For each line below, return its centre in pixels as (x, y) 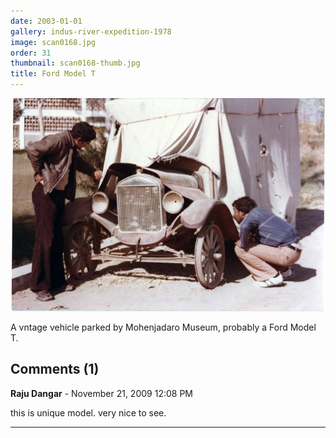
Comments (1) (55, 369)
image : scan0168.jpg (53, 42)
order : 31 (31, 53)
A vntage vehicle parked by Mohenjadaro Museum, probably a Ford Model (163, 327)
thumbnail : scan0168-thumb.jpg (75, 63)
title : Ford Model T (53, 74)
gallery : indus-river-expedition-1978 (91, 31)
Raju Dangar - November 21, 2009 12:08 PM (101, 393)
